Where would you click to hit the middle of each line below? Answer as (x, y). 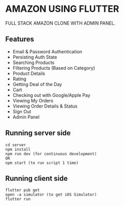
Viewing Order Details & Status (45, 106)
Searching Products (33, 63)
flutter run (18, 199)
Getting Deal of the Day (37, 84)
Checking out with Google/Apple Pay (52, 95)
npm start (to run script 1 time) (42, 163)
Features (20, 39)
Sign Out (22, 111)
